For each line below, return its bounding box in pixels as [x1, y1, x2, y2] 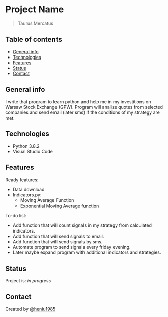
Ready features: [5, 177, 39, 183]
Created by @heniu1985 [5, 306, 56, 312]
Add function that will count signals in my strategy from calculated [12, 222, 152, 228]
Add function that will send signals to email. [12, 233, 104, 240]
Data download [12, 187, 45, 193]
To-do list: [5, 213, 27, 219]
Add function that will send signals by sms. [12, 239, 103, 245]
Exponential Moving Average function [20, 203, 99, 209]
